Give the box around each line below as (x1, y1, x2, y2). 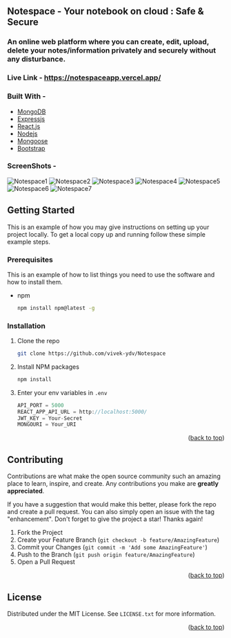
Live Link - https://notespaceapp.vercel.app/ (7, 73, 161, 82)
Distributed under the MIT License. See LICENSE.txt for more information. (7, 609, 216, 618)
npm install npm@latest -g (17, 304, 95, 311)
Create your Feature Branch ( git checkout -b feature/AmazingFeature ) (17, 536, 220, 544)
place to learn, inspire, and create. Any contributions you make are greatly (7, 480, 219, 488)
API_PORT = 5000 (17, 401, 64, 409)
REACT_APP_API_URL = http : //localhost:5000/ (17, 408, 148, 415)
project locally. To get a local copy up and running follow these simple (7, 230, 205, 238)
